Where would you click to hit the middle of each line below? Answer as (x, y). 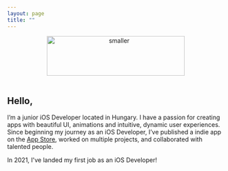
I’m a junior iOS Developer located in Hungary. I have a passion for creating (114, 117)
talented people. (30, 147)
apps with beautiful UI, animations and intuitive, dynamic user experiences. (114, 125)
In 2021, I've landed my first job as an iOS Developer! (82, 160)
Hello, (20, 101)
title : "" (21, 20)
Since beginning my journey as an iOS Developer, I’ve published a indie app (114, 132)
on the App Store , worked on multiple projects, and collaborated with (105, 139)
